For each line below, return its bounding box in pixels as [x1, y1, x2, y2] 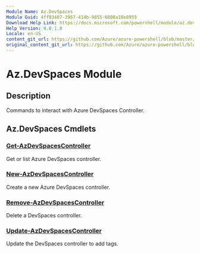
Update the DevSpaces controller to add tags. [6, 240, 118, 247]
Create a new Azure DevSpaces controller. [6, 184, 111, 191]
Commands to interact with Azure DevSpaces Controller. [6, 106, 145, 113]
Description [6, 91, 51, 101]
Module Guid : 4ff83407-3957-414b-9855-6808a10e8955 [6, 14, 137, 20]
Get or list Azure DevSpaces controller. [6, 155, 102, 162]
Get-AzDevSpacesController [6, 142, 91, 150]
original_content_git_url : [6, 42, 73, 48]
